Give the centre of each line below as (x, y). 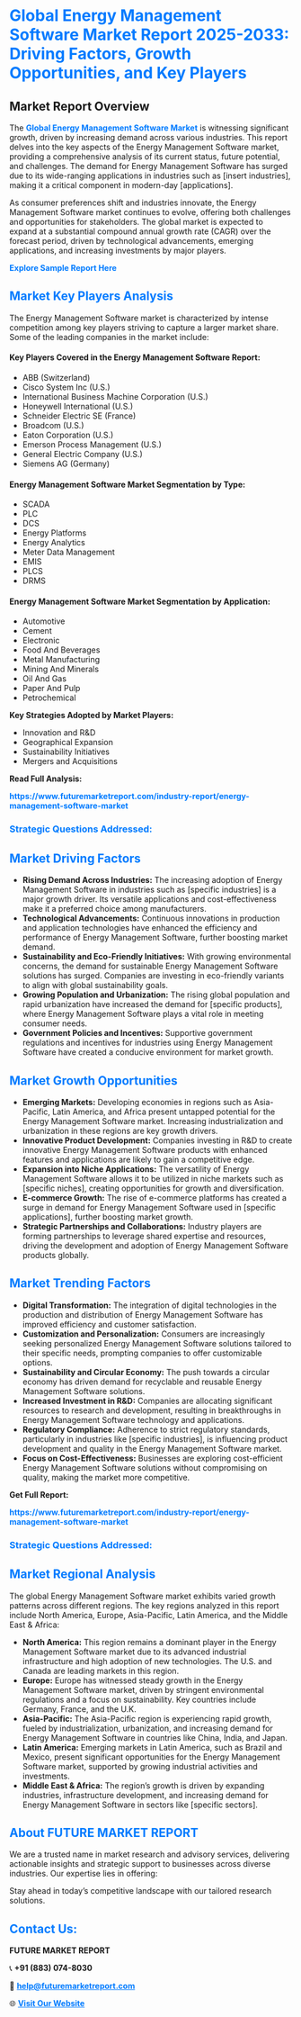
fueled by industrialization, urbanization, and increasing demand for (148, 1728)
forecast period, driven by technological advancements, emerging (132, 241)
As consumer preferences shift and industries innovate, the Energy (133, 203)
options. (37, 1362)
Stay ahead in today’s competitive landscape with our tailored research (141, 1891)
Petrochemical (49, 698)
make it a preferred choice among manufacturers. (114, 909)
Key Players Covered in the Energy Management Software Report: (135, 357)
